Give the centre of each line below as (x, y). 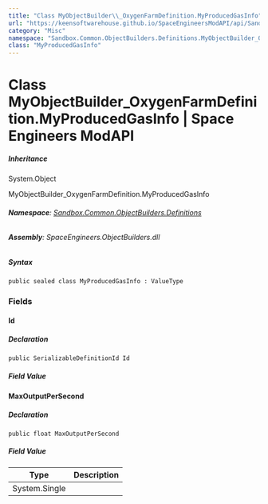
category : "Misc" (37, 30)
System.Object (32, 179)
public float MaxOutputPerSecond (64, 434)
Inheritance (28, 158)
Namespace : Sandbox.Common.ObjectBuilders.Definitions (105, 212)
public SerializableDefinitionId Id (69, 358)
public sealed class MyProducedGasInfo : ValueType (96, 282)
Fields (20, 302)
